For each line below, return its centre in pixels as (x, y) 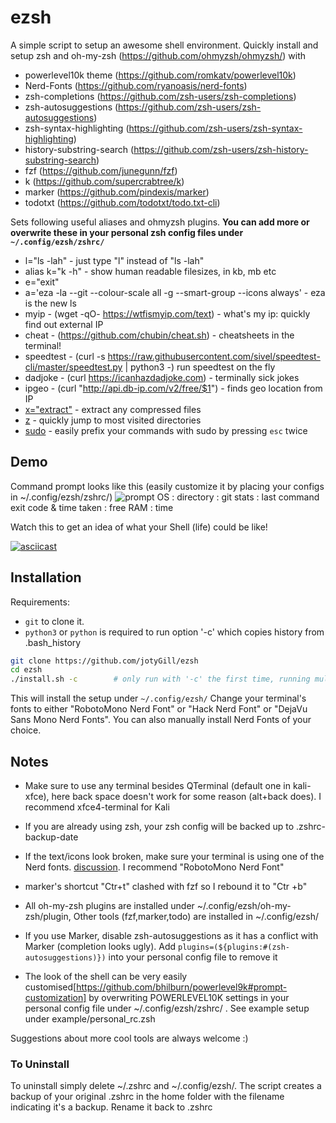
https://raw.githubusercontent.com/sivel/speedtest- (214, 356)
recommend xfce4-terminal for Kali (97, 807)
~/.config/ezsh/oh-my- (244, 905)
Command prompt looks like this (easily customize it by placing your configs (167, 486)
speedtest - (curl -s (65, 356)
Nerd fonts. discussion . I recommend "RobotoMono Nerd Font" (154, 867)
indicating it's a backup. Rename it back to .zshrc (111, 1107)
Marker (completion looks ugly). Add (100, 946)
